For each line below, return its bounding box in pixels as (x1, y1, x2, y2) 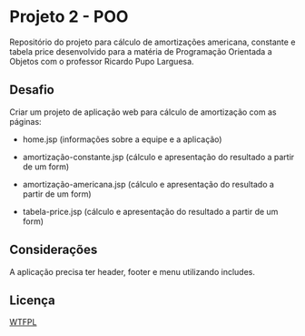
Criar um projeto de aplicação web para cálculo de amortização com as (9, 107, 277, 117)
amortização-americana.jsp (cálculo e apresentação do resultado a (22, 178, 275, 189)
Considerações (9, 242, 98, 258)
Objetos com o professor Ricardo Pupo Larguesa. (9, 56, 194, 66)
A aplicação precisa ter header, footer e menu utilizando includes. (9, 266, 256, 277)
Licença (9, 292, 56, 308)
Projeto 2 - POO (9, 6, 129, 27)
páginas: (9, 116, 43, 127)
